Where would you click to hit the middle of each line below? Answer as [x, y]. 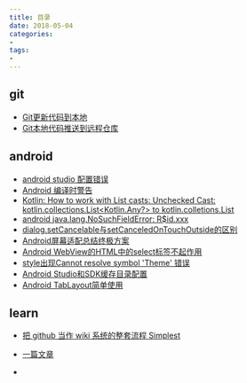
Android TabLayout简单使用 [72, 285]
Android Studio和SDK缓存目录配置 [85, 274]
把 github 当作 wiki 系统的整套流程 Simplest [101, 336]
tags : [19, 51]
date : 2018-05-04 [41, 26]
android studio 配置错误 [65, 179]
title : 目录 [30, 17]
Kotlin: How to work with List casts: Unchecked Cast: [119, 199]
